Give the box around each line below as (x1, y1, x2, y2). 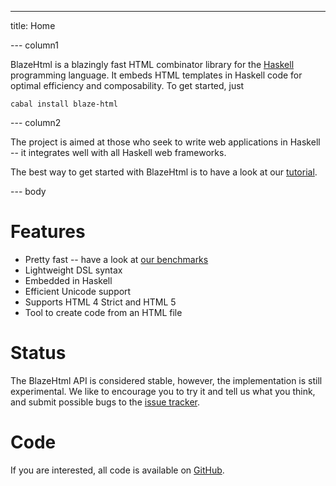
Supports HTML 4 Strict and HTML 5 (24, 296, 177, 308)
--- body (10, 186, 47, 197)
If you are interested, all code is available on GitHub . (10, 464, 225, 476)
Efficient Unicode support (24, 285, 132, 297)
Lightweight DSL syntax (24, 264, 123, 276)
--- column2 (10, 117, 62, 128)
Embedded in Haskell (24, 274, 113, 286)
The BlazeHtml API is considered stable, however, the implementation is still (10, 374, 323, 386)
